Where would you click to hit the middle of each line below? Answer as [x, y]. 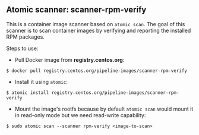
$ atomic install [28, 92]
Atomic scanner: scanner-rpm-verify [76, 10]
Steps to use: [22, 48]
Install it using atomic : [41, 81]
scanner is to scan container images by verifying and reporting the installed [99, 30]
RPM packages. [25, 37]
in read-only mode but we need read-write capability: [80, 115]
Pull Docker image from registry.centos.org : [70, 59]
